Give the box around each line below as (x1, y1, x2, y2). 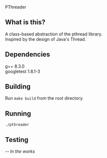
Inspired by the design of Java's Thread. (5, 36, 86, 42)
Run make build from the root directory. (5, 95, 84, 101)
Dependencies (5, 51, 50, 59)
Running (5, 109, 32, 118)
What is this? (5, 18, 46, 26)
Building (5, 83, 31, 91)
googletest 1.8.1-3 (5, 68, 40, 74)
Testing (5, 136, 29, 144)
